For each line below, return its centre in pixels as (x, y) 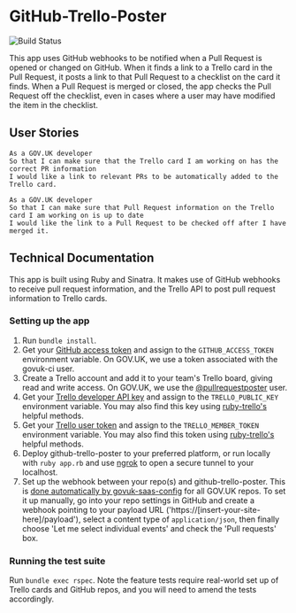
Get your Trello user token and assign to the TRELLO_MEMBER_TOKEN (140, 425)
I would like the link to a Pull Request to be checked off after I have (148, 223)
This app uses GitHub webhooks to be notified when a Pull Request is (136, 58)
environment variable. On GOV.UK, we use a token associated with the (150, 359)
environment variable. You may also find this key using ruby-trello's (144, 406)
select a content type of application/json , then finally (181, 519)
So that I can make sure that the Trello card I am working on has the (144, 161)
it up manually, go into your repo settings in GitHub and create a (138, 500)
